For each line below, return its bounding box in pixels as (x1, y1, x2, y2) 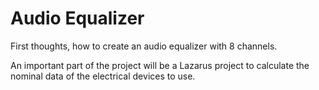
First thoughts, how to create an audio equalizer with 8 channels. (10, 40, 278, 52)
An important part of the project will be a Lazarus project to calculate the (10, 59, 310, 71)
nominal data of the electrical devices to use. (10, 70, 196, 82)
